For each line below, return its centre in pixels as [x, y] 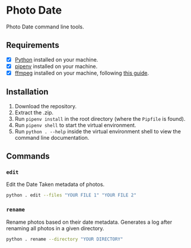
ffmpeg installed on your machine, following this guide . [82, 73]
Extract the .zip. [34, 112]
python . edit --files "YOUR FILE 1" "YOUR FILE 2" [71, 195]
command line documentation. [52, 137]
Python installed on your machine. [56, 59]
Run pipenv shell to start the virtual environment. [75, 125]
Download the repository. [46, 106]
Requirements [33, 45]
